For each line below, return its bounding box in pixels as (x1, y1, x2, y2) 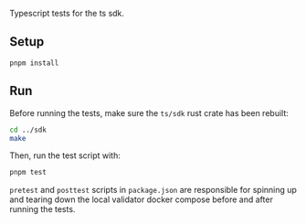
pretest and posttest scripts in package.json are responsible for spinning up (9, 185, 297, 196)
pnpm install (9, 59, 59, 68)
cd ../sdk (9, 125, 47, 134)
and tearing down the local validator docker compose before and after (9, 194, 274, 205)
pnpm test (9, 168, 47, 177)
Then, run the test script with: (9, 150, 121, 161)
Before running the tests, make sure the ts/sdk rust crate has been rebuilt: (9, 107, 290, 118)
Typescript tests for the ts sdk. (9, 8, 125, 18)
